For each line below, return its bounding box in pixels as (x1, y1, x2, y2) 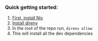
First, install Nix (12, 15, 43, 21)
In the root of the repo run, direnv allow (12, 25, 93, 31)
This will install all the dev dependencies (12, 31, 93, 37)
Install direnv (12, 20, 38, 26)
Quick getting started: (5, 4, 58, 11)
